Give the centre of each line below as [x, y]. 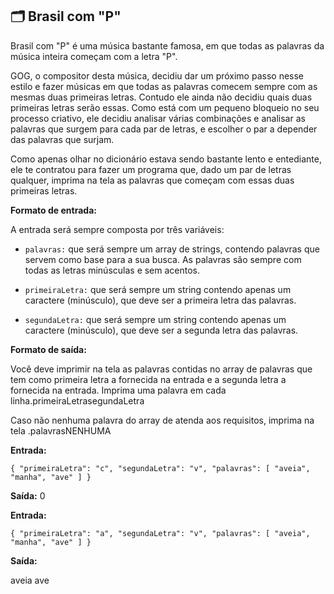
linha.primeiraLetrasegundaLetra [77, 400]
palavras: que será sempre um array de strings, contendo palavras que [172, 249]
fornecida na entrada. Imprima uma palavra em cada [118, 390]
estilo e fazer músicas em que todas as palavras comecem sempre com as [164, 86]
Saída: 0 [28, 495]
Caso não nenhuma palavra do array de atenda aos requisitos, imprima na [162, 420]
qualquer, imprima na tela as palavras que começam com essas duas [152, 180]
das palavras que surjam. [62, 139]
